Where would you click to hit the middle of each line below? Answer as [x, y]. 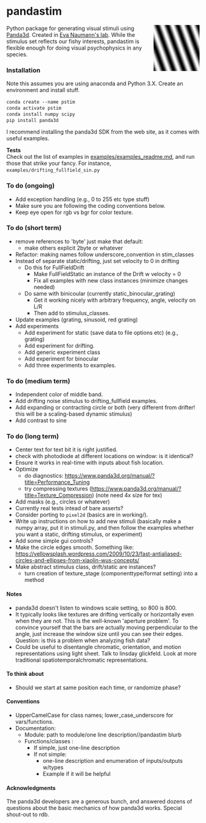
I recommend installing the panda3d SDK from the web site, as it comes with [103, 132]
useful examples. [28, 139]
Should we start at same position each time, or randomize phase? [98, 687]
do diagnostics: [44, 476]
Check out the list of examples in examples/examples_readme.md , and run [101, 157]
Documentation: [36, 729]
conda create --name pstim [41, 102]
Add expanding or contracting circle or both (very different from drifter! [105, 408]
